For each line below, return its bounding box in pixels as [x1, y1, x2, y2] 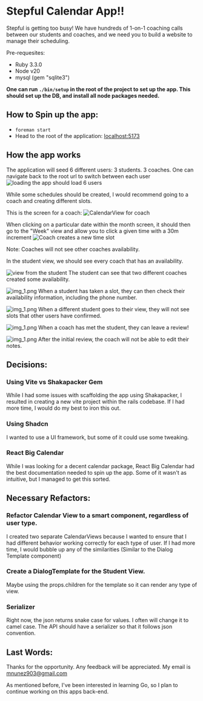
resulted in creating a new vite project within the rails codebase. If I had [6, 398, 185, 406]
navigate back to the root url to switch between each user [6, 172, 150, 180]
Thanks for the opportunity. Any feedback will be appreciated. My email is [6, 663, 191, 670]
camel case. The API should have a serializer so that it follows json [6, 623, 173, 630]
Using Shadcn [6, 420, 48, 428]
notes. [6, 342, 22, 349]
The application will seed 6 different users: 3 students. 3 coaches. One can [6, 166, 194, 173]
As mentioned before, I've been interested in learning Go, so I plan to [6, 681, 178, 688]
